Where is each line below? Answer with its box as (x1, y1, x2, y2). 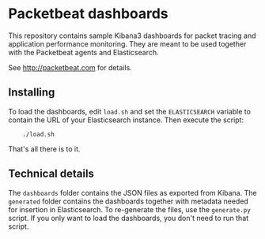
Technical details (8, 167, 95, 181)
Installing (8, 86, 55, 99)
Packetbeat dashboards (8, 5, 168, 23)
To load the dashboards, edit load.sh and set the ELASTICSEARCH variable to (8, 106, 252, 116)
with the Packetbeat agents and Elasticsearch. (8, 47, 159, 57)
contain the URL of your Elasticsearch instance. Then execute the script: (8, 115, 244, 125)
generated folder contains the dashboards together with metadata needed (8, 196, 249, 206)
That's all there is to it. (8, 144, 81, 154)
